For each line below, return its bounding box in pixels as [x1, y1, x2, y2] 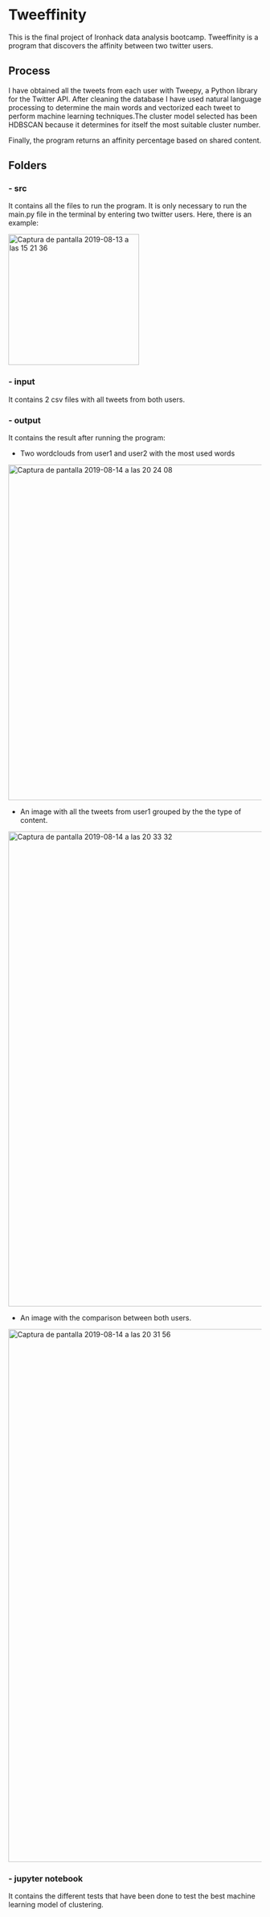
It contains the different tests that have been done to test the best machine [8, 1891, 256, 1901]
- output [8, 415, 42, 426]
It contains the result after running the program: [8, 433, 166, 443]
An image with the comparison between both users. [19, 1313, 192, 1323]
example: [8, 218, 39, 228]
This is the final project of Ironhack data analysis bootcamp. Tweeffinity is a [8, 32, 259, 42]
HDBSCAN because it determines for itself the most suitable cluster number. [8, 119, 261, 130]
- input [8, 376, 35, 387]
